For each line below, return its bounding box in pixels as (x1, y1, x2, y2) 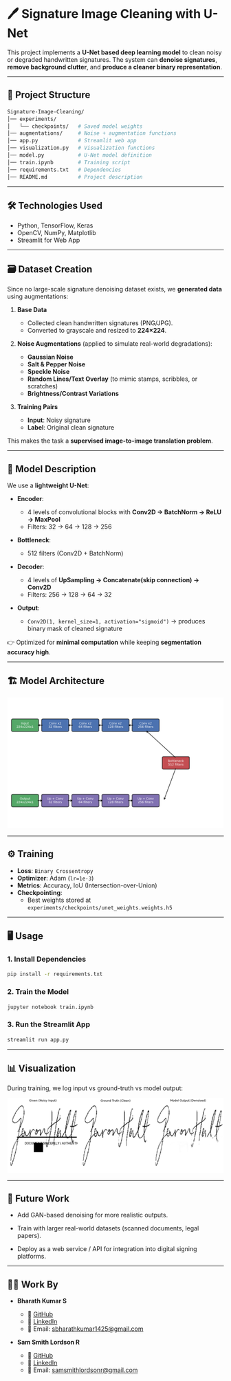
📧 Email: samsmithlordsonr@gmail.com (27, 1366, 138, 1374)
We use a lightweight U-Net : (7, 481, 89, 489)
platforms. (16, 1252, 47, 1261)
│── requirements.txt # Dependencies (7, 166, 122, 173)
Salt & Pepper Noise (27, 360, 86, 368)
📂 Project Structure (7, 89, 91, 101)
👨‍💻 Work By (7, 1279, 58, 1290)
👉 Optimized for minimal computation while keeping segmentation (7, 638, 201, 646)
